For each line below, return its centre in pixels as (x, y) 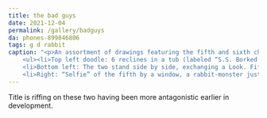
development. (31, 105)
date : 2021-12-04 (37, 23)
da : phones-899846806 (44, 38)
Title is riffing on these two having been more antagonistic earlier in (119, 97)
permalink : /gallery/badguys (56, 30)
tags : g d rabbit (37, 45)
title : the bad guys (43, 15)
